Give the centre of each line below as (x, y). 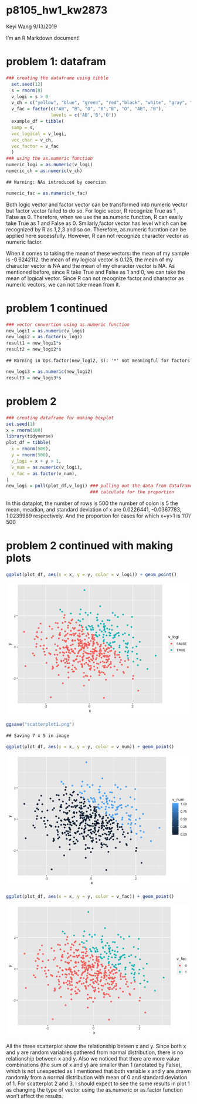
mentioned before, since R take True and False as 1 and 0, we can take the (96, 272)
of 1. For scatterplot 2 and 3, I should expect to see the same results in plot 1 (98, 1083)
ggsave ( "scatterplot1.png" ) (40, 724)
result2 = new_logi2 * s (34, 349)
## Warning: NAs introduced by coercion (56, 182)
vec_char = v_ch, (33, 140)
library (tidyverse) (30, 436)
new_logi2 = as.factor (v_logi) (44, 337)
